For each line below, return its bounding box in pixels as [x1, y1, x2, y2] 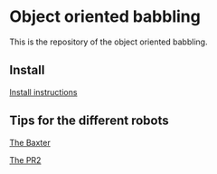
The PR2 [9, 154, 42, 165]
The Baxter [9, 137, 52, 148]
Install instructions [9, 86, 78, 97]
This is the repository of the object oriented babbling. [9, 36, 208, 47]
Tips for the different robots [9, 113, 169, 129]
